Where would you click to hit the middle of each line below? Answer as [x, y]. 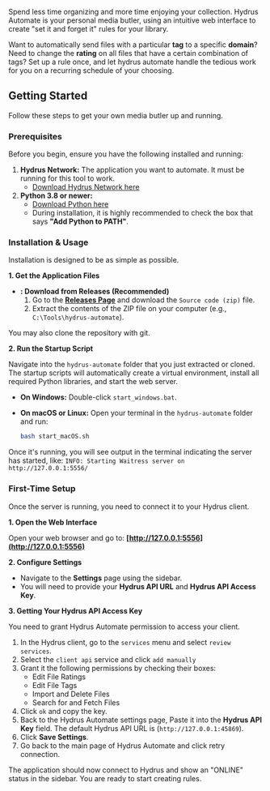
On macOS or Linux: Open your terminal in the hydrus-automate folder [136, 413]
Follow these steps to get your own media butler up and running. [116, 115]
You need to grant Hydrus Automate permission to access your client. [124, 626]
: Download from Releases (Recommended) [95, 292]
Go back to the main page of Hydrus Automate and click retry [122, 746]
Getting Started [48, 96]
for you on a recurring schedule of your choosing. [91, 71]
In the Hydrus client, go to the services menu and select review [126, 642]
